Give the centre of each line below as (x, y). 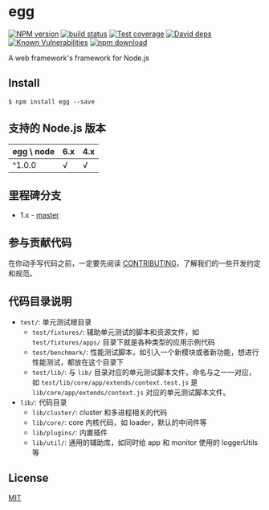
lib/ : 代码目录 (43, 402)
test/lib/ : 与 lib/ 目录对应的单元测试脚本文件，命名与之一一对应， (144, 372)
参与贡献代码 (40, 242)
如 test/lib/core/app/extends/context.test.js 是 (115, 382)
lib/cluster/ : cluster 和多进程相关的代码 (100, 412)
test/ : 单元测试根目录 (56, 322)
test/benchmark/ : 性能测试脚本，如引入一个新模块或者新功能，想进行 (145, 352)
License (29, 478)
